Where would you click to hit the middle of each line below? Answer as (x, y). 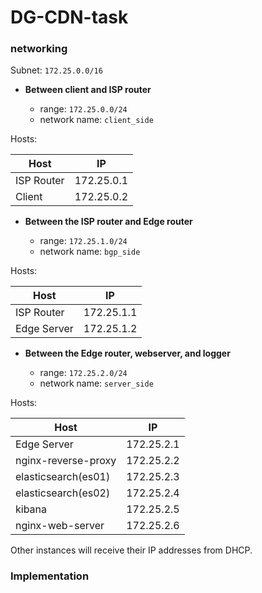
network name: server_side (96, 383)
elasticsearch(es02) (63, 493)
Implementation (50, 576)
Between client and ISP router (88, 90)
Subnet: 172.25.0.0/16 (56, 70)
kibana (31, 509)
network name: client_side (96, 120)
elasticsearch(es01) (63, 477)
